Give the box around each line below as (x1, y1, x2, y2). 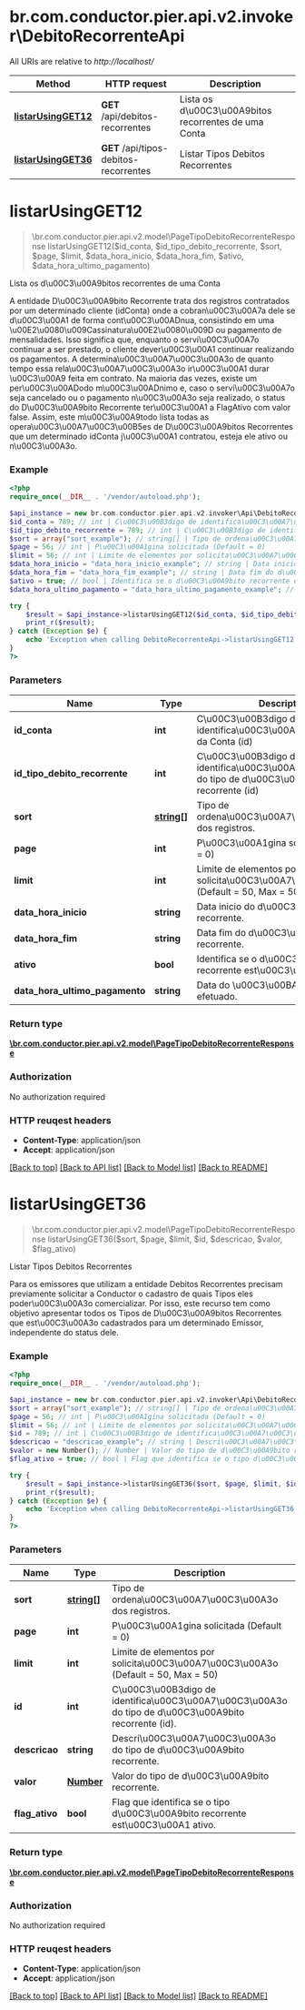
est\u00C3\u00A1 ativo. (112, 1819, 216, 1832)
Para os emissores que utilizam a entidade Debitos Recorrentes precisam (9, 1278, 283, 1289)
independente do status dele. (9, 1326, 120, 1337)
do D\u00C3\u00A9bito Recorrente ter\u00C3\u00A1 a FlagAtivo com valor (9, 401, 291, 412)
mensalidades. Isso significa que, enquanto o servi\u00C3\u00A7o (9, 334, 260, 345)
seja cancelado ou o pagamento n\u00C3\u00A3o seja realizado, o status (9, 391, 286, 402)
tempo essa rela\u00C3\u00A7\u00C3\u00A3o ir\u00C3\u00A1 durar (9, 362, 270, 374)
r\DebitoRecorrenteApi (9, 25, 185, 46)
